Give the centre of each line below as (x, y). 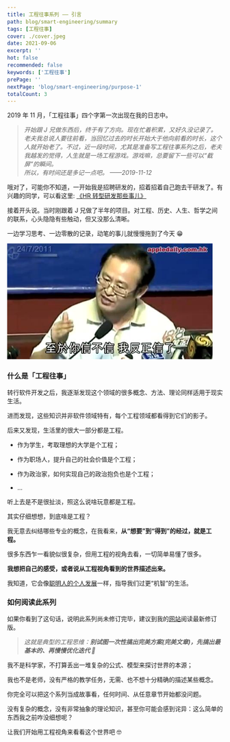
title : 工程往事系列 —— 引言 (44, 14)
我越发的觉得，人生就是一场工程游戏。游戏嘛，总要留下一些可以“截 (118, 156)
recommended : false (35, 65)
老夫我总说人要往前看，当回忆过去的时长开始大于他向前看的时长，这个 (123, 139)
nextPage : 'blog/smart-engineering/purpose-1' (75, 87)
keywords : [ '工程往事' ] (39, 72)
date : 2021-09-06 (32, 44)
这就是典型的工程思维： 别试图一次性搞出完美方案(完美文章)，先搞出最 (122, 642)
